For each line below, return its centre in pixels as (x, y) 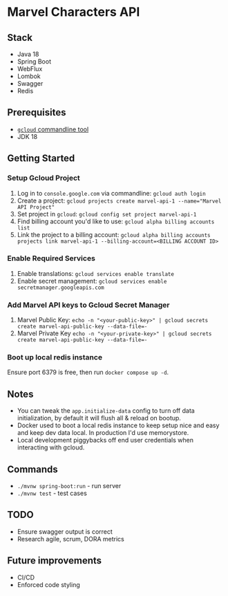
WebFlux (30, 69)
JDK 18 (27, 136)
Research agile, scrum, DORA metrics (70, 539)
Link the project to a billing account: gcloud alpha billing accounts (114, 234)
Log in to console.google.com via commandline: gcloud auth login (111, 193)
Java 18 (28, 54)
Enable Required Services (51, 259)
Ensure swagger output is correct (65, 531)
